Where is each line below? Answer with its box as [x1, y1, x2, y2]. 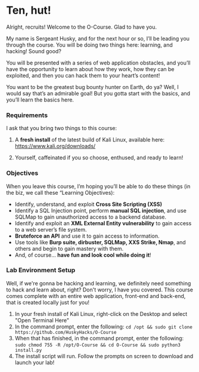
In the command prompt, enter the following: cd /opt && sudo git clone [14, 323, 192, 330]
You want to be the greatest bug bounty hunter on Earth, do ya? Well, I [6, 83, 179, 90]
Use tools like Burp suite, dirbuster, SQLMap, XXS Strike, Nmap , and [14, 238, 186, 245]
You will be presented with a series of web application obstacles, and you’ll [6, 59, 191, 66]
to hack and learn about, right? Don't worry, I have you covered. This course [6, 286, 194, 293]
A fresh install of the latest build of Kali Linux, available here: [14, 136, 165, 143]
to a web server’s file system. [14, 226, 88, 233]
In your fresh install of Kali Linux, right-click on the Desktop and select [14, 310, 188, 317]
